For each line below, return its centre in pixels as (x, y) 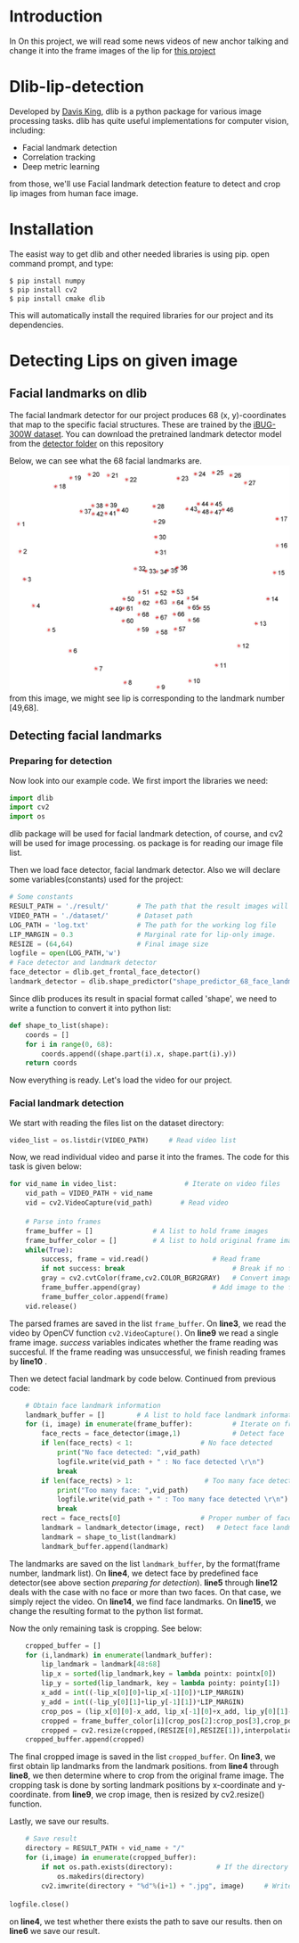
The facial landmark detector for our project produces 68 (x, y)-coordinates (148, 415)
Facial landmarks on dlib (78, 394)
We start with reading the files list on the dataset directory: (117, 1123)
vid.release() (51, 1306)
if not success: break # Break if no (163, 1269)
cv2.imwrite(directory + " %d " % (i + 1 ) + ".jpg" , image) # (155, 1886)
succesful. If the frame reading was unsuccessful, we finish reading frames (148, 1352)
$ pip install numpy (48, 281)
